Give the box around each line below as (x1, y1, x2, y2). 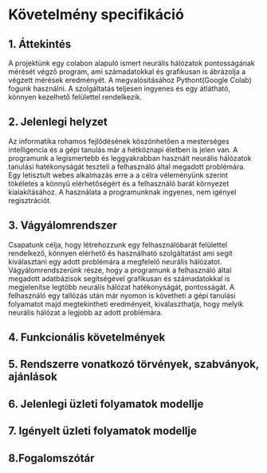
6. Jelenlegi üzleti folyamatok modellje (8, 397, 204, 411)
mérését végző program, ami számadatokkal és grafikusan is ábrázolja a (8, 67, 246, 76)
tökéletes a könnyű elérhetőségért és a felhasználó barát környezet (8, 178, 230, 188)
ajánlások (8, 370, 57, 384)
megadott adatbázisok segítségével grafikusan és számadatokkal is (8, 273, 230, 283)
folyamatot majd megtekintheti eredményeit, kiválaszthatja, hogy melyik (8, 299, 244, 308)
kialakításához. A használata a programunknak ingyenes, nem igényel (8, 187, 237, 197)
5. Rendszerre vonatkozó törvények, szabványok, (8, 358, 259, 371)
